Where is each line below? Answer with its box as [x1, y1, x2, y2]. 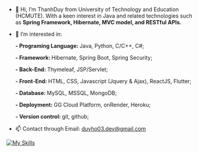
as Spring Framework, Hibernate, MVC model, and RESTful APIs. [15, 19, 182, 26]
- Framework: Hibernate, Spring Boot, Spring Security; [15, 54, 153, 61]
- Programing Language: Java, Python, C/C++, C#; [15, 43, 144, 49]
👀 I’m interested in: [15, 30, 62, 38]
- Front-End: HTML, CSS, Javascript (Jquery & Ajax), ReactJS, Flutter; [15, 78, 192, 85]
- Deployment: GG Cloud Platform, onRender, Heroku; [15, 101, 151, 108]
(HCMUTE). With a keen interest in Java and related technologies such [15, 12, 193, 19]
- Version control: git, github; [15, 113, 90, 120]
